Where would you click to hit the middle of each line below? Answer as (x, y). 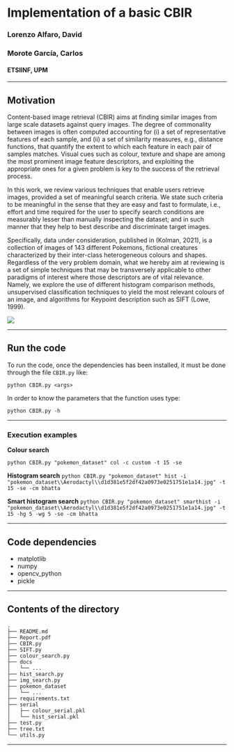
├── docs (20, 662)
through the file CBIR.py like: (48, 372)
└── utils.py (26, 735)
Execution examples (42, 434)
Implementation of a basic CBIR (100, 13)
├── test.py (24, 723)
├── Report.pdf (29, 637)
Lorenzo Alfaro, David (45, 35)
